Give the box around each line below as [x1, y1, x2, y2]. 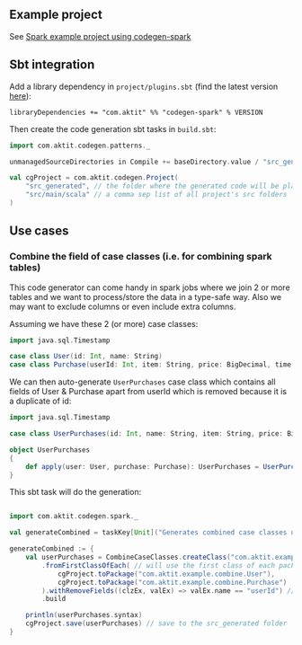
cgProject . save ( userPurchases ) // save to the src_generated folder [25, 619, 288, 628]
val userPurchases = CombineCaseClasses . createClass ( [25, 552, 231, 562]
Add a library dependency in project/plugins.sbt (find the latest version [9, 81, 279, 92]
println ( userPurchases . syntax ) [25, 611, 143, 620]
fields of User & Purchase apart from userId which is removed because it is [9, 386, 288, 397]
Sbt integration [9, 57, 95, 73]
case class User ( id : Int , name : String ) [9, 352, 164, 361]
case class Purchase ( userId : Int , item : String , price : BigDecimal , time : [9, 360, 296, 369]
